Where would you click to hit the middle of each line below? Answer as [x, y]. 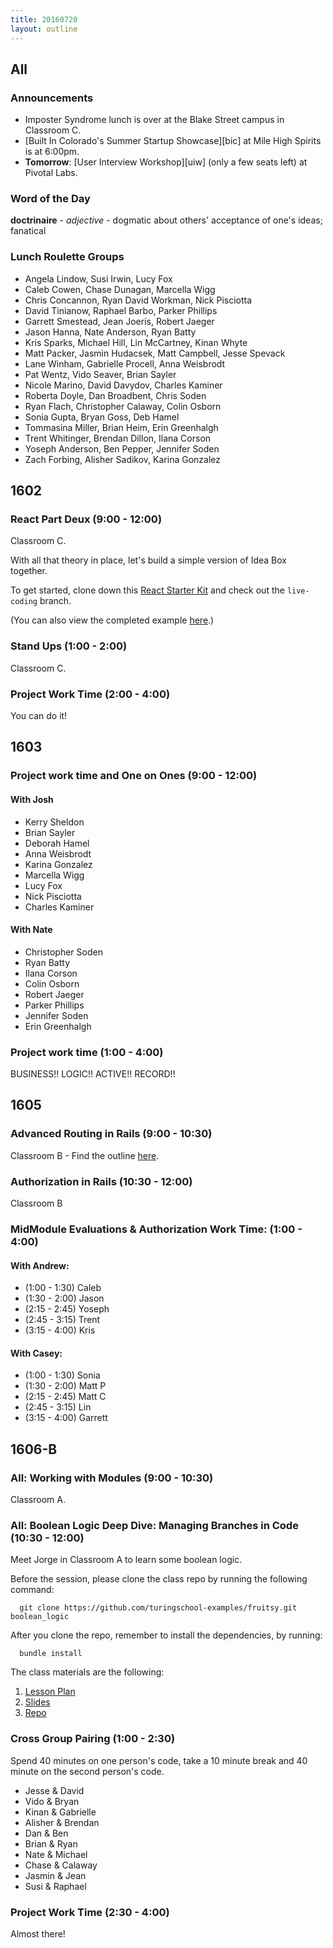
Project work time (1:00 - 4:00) [87, 1052]
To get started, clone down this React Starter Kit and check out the [147, 590]
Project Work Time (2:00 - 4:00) [90, 694]
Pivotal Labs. [51, 173]
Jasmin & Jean [55, 1875]
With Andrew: [40, 1265]
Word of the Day [50, 199]
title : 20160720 [44, 19]
